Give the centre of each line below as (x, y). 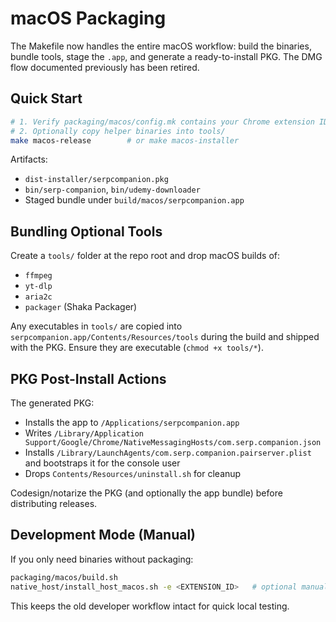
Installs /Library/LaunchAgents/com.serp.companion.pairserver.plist (168, 452)
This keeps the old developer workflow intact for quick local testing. (150, 606)
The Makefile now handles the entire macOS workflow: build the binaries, (161, 46)
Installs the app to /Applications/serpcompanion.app (132, 422)
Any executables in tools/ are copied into (96, 326)
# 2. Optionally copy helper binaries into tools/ (118, 131)
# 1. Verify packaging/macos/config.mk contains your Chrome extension (162, 122)
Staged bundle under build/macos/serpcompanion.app (134, 200)
